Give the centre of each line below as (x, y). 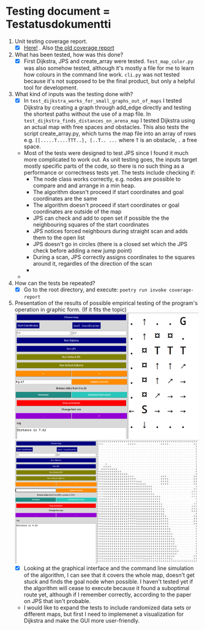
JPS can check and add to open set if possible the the (101, 218)
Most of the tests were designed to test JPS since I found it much (106, 153)
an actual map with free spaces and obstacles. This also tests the (106, 127)
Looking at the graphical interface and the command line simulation (109, 568)
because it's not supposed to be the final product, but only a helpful (109, 81)
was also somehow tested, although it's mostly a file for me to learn (109, 68)
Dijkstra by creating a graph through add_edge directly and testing (107, 108)
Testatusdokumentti (58, 24)
